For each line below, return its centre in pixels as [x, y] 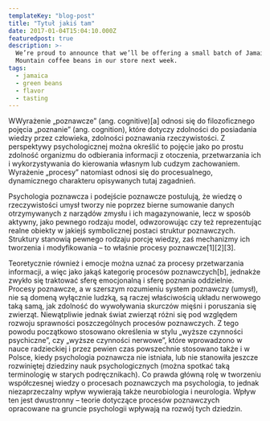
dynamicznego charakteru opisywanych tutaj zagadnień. [102, 181]
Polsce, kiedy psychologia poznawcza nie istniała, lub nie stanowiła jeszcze [133, 357]
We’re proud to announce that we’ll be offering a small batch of [129, 53]
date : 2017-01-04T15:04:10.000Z [62, 31]
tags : [17, 68]
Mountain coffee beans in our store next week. [97, 61]
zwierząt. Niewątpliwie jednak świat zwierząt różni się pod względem [123, 315]
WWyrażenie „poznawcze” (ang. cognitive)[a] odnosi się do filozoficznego [132, 121]
